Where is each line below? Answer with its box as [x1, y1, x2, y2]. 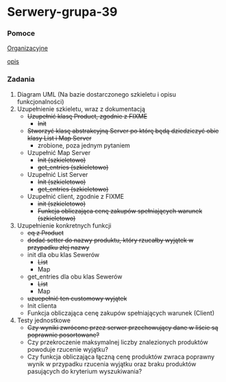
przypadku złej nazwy [27, 243, 90, 251]
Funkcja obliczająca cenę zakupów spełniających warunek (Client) [27, 309, 214, 317]
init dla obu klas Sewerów [27, 250, 100, 259]
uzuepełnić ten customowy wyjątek [27, 294, 127, 302]
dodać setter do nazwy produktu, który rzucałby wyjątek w [27, 236, 194, 244]
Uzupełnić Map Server [27, 148, 91, 156]
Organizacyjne [7, 44, 48, 52]
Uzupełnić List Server [27, 170, 88, 178]
